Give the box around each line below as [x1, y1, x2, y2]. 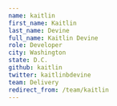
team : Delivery [8, 78, 59, 86]
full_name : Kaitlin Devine [8, 33, 99, 42]
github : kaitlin [8, 64, 63, 72]
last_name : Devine [8, 26, 70, 34]
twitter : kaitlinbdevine [8, 71, 91, 79]
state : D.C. [8, 57, 48, 65]
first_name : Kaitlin [8, 19, 78, 27]
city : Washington [8, 49, 67, 57]
